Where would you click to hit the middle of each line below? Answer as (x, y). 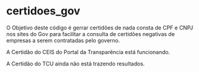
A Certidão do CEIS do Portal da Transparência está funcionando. (88, 52)
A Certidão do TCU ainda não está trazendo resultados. (76, 64)
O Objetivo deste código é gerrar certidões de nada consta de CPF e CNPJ (100, 28)
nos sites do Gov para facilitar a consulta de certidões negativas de (90, 34)
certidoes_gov (43, 11)
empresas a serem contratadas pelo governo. (63, 40)
